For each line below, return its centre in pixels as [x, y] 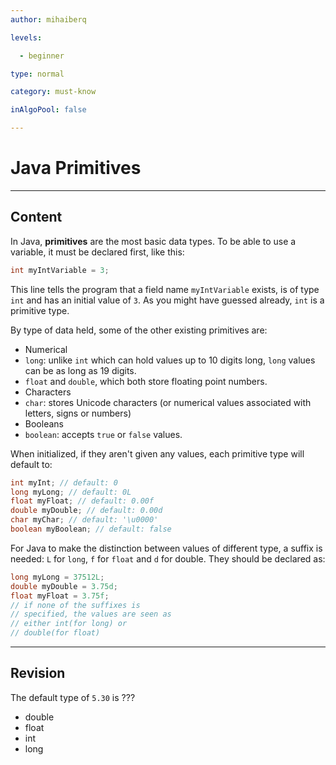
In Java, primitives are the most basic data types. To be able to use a [153, 241]
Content [36, 217]
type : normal [37, 74]
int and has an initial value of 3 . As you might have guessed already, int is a [167, 300]
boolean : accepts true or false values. [103, 434]
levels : [26, 37]
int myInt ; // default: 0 [64, 482]
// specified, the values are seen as [91, 614]
